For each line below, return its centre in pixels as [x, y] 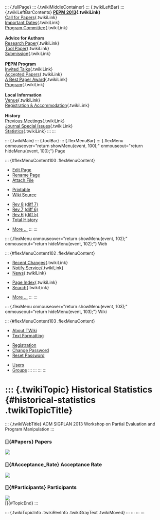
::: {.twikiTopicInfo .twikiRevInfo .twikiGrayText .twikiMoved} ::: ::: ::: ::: [75, 512]
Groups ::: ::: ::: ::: [29, 370]
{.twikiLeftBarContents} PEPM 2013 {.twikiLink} [53, 12]
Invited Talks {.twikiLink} [29, 69]
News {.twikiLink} [29, 273]
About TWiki [25, 330]
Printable [21, 190]
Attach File [23, 180]
